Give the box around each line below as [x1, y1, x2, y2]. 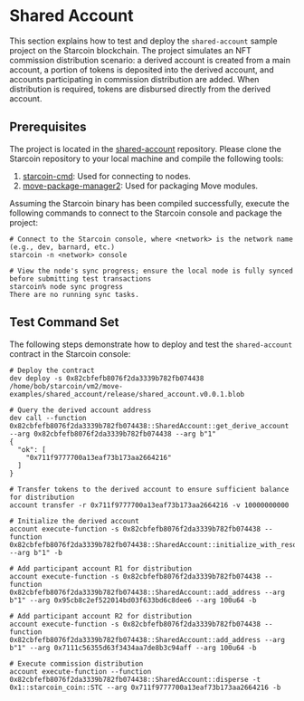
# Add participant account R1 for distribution [9, 563, 193, 573]
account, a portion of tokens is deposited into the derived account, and [9, 64, 274, 75]
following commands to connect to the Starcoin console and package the [9, 207, 282, 218]
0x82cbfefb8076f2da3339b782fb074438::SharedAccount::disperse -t [9, 675, 261, 684]
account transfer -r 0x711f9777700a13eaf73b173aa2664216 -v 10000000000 [9, 500, 290, 510]
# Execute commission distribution [9, 658, 144, 668]
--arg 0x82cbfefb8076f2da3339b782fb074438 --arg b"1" [9, 429, 217, 438]
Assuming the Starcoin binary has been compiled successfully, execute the [9, 197, 290, 208]
